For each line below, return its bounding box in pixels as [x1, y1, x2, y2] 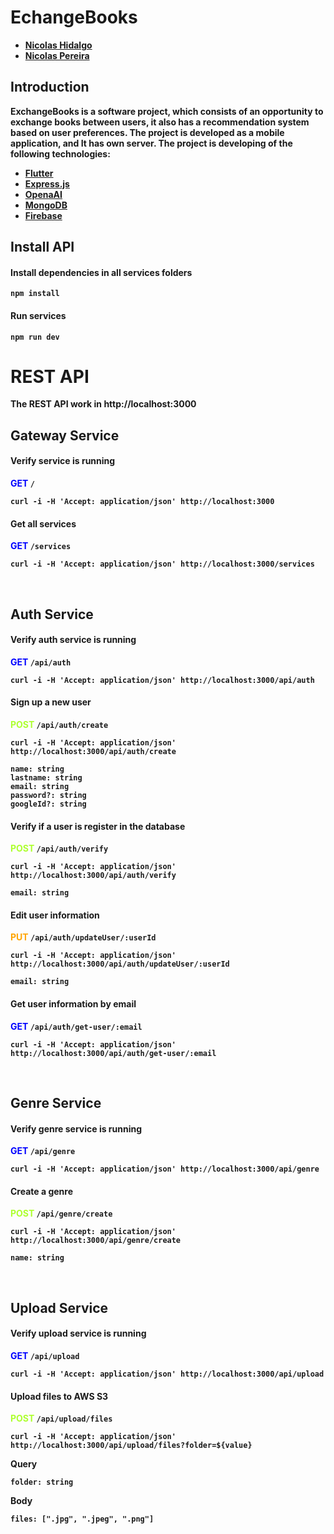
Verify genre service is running [10, 1122, 143, 1135]
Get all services [10, 517, 77, 530]
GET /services [10, 540, 72, 552]
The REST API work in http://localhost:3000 [10, 398, 197, 410]
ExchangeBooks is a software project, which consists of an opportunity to [10, 105, 324, 117]
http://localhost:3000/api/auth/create [10, 747, 177, 757]
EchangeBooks [10, 6, 138, 29]
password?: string [10, 791, 87, 801]
